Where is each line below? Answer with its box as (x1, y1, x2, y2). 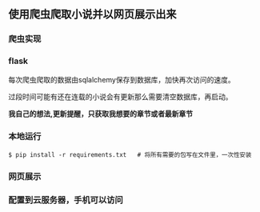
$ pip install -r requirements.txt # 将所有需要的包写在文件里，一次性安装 (8, 150, 252, 158)
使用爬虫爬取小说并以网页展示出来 (8, 7, 177, 22)
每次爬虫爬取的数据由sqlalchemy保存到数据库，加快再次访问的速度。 (8, 74, 235, 84)
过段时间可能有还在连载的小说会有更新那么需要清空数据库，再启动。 (8, 91, 233, 102)
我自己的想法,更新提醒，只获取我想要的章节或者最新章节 (8, 109, 194, 118)
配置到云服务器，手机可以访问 (8, 194, 124, 206)
